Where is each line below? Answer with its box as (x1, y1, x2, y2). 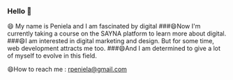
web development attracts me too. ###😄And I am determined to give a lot (7, 45, 221, 53)
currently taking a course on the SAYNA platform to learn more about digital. (7, 29, 227, 38)
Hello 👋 (7, 6, 32, 16)
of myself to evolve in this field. (7, 51, 98, 60)
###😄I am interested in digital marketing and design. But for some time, (7, 37, 215, 45)
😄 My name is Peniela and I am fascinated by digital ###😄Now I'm (7, 22, 201, 31)
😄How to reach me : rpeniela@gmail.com (7, 65, 128, 74)
